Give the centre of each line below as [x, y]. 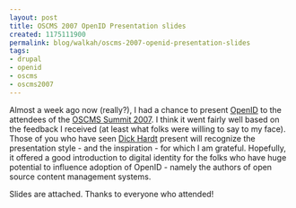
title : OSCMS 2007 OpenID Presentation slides [98, 26]
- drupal [26, 59]
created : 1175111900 [48, 34]
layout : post [34, 17]
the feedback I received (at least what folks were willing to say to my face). [148, 129]
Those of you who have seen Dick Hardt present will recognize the [132, 138]
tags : [19, 51]
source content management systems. [80, 177]
